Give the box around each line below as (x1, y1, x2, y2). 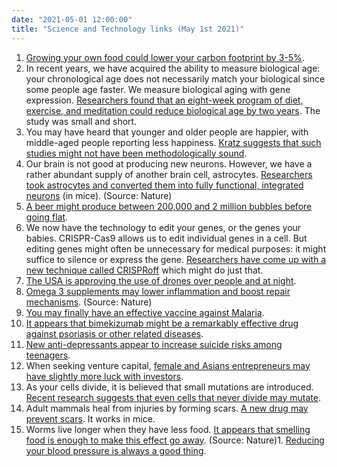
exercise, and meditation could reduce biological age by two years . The (25, 104, 321, 116)
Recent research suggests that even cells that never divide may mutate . (25, 391, 321, 403)
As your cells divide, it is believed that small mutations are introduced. (25, 381, 314, 393)
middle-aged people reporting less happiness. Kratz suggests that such (25, 136, 322, 148)
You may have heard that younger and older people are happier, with (25, 126, 309, 138)
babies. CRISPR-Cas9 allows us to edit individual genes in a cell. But (25, 232, 308, 244)
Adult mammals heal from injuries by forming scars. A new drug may (25, 402, 309, 414)
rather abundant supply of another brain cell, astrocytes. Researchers (25, 168, 313, 180)
